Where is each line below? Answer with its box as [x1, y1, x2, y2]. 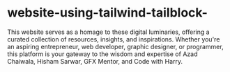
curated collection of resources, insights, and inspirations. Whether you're [7, 35, 220, 43]
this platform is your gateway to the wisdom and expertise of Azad [7, 50, 198, 58]
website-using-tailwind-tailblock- [7, 5, 208, 21]
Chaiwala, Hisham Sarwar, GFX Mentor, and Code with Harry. [7, 57, 183, 65]
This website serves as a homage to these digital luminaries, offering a [7, 28, 210, 36]
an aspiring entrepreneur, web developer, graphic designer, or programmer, [7, 42, 224, 51]
